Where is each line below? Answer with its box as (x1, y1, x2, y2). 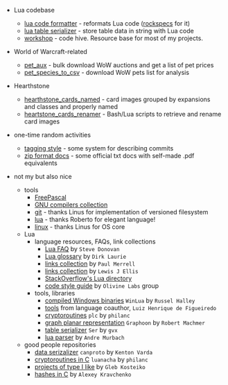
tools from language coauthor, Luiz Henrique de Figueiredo (44, 304, 217, 311)
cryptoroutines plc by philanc (44, 311, 130, 319)
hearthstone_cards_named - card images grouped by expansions (24, 95, 211, 103)
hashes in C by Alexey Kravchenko (34, 370, 132, 378)
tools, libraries (34, 289, 76, 297)
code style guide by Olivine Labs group (44, 282, 159, 290)
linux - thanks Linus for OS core (34, 223, 125, 231)
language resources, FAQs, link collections (34, 237, 156, 246)
